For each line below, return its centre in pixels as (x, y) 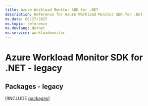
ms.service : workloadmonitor (35, 33)
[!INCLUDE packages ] (27, 98)
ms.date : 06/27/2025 (26, 19)
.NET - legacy (34, 68)
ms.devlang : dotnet (25, 28)
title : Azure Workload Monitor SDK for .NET (52, 10)
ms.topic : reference (26, 24)
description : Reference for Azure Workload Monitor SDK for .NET (74, 14)
